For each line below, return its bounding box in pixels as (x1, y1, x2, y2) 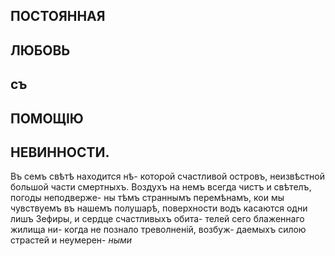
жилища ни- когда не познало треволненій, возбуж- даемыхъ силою (10, 224, 307, 236)
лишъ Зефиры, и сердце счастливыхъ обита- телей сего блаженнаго (10, 213, 305, 225)
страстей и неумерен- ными (10, 234, 133, 246)
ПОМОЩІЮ (10, 110, 84, 127)
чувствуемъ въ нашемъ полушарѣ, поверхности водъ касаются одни (10, 202, 308, 214)
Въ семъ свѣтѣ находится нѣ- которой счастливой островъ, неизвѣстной (10, 170, 325, 183)
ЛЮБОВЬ (10, 42, 71, 59)
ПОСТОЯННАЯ (10, 8, 106, 25)
